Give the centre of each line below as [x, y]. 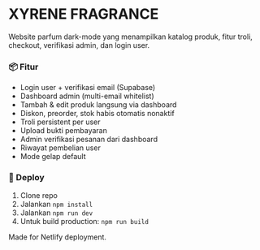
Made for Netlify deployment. [58, 237]
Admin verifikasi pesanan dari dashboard [89, 140]
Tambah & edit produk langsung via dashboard [98, 105]
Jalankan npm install [56, 204]
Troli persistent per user [60, 122]
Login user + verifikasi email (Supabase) [88, 88]
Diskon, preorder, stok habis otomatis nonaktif [97, 114]
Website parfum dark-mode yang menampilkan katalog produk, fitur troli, [131, 37]
